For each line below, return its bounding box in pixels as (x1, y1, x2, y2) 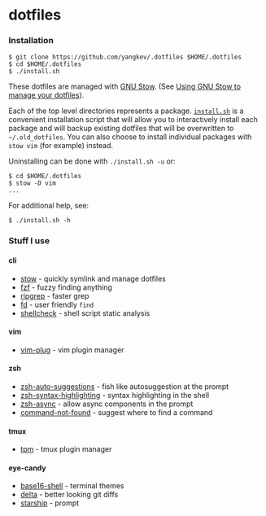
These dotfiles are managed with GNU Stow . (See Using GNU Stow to (8, 81, 242, 91)
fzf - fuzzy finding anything (20, 282, 112, 292)
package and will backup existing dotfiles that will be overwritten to (8, 124, 234, 133)
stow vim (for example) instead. (8, 141, 114, 151)
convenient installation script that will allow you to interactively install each (8, 115, 258, 125)
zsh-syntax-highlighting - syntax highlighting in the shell (20, 391, 210, 400)
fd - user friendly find (20, 300, 94, 309)
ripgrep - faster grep (20, 291, 89, 300)
